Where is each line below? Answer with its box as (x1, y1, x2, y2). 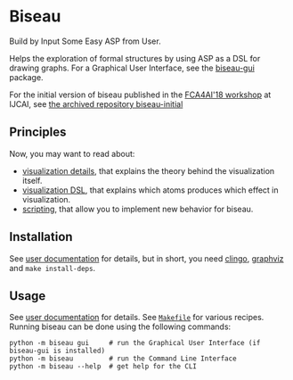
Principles (9, 125, 67, 140)
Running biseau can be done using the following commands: (9, 321, 232, 332)
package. (9, 71, 44, 82)
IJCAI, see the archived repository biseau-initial (9, 98, 183, 109)
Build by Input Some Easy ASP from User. (9, 36, 162, 46)
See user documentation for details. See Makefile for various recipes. (9, 312, 265, 323)
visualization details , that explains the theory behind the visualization (21, 165, 275, 176)
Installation (9, 229, 73, 244)
